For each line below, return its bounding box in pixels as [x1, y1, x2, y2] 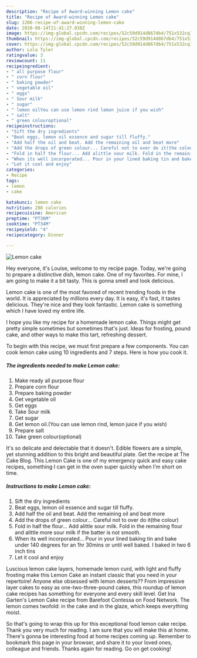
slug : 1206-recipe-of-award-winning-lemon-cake [6, 19, 125, 25]
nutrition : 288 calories [6, 205, 67, 211]
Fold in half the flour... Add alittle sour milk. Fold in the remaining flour [14, 522, 183, 529]
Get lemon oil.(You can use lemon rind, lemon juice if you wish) [14, 420, 167, 427]
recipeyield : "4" [6, 227, 49, 232]
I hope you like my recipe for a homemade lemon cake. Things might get [6, 318, 181, 326]
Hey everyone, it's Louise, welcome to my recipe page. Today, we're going [6, 265, 186, 272]
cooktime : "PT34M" [6, 221, 51, 227]
